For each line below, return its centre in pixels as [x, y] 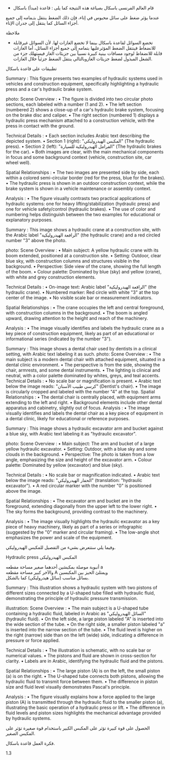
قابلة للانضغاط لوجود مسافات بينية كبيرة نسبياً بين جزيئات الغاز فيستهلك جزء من [88, 53]
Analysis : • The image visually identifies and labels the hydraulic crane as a [85, 328]
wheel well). [18, 163]
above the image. [24, 491]
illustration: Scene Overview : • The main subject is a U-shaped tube [77, 608]
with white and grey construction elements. [51, 277]
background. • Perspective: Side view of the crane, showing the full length [83, 266]
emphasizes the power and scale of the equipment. [59, 537]
